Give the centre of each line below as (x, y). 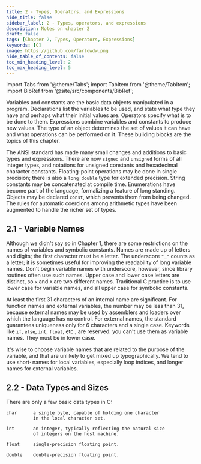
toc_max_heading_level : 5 (38, 68)
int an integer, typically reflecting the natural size (85, 429)
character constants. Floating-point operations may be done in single (91, 172)
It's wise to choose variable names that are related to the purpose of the (95, 349)
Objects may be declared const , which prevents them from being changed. (98, 197)
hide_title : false (29, 17)
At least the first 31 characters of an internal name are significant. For (91, 300)
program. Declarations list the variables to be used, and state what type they (101, 109)
